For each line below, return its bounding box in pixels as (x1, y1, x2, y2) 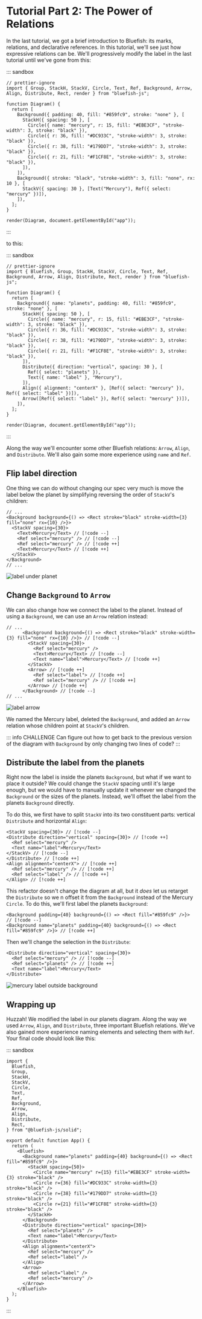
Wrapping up (6, 1000, 56, 1010)
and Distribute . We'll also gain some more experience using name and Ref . (6, 451, 191, 458)
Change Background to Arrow (6, 590, 111, 600)
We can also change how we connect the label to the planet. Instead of (6, 606, 183, 614)
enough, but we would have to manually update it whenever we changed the (6, 787, 196, 794)
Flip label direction (6, 468, 77, 479)
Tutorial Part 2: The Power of (6, 4, 153, 18)
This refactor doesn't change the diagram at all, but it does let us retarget (6, 888, 188, 895)
